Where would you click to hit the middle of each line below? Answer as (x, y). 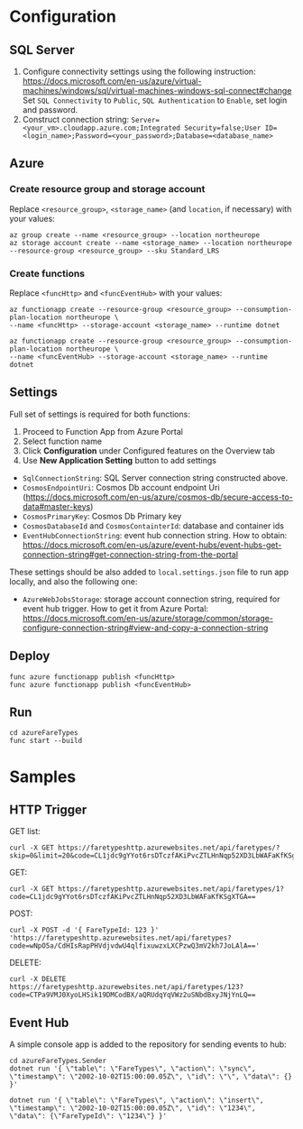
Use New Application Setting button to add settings (119, 460)
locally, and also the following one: (73, 581)
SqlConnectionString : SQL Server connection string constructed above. (155, 477)
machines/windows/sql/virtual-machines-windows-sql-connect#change (157, 91)
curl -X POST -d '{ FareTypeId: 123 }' (84, 931)
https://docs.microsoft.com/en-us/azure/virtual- (112, 81)
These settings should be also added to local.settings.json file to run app (149, 572)
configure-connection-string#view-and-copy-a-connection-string (145, 628)
